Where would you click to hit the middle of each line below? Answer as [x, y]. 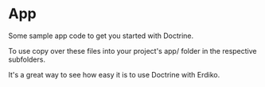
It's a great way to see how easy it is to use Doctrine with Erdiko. [114, 74]
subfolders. [27, 59]
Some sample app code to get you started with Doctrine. [101, 36]
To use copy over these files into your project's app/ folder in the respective [132, 51]
